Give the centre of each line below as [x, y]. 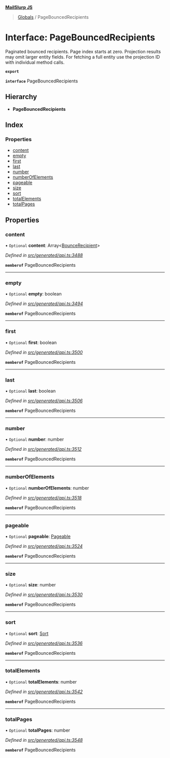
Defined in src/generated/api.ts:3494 [44, 304]
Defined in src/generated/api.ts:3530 [44, 595]
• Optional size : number [31, 585]
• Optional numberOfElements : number [47, 488]
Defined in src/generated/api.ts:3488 [44, 256]
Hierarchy [21, 97]
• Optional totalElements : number [41, 682]
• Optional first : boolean [31, 342]
